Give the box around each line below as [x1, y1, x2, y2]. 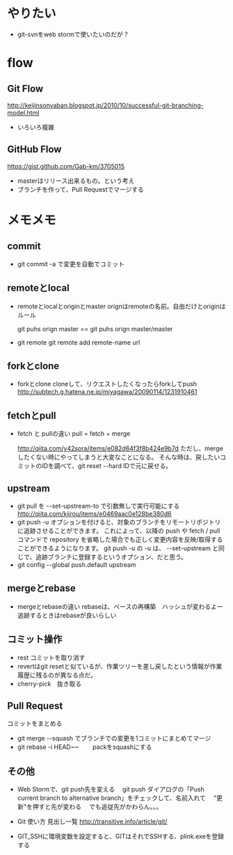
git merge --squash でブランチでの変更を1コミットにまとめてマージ [17, 734, 211, 743]
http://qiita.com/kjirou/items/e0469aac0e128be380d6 [17, 510, 172, 517]
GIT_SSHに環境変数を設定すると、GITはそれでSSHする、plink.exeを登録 [17, 832, 225, 840]
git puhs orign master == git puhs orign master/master [17, 324, 173, 333]
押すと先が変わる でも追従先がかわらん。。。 [32, 803, 163, 811]
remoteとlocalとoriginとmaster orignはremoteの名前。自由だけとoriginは [17, 302, 226, 310]
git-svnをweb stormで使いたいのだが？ [17, 30, 129, 38]
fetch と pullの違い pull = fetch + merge [17, 430, 131, 438]
